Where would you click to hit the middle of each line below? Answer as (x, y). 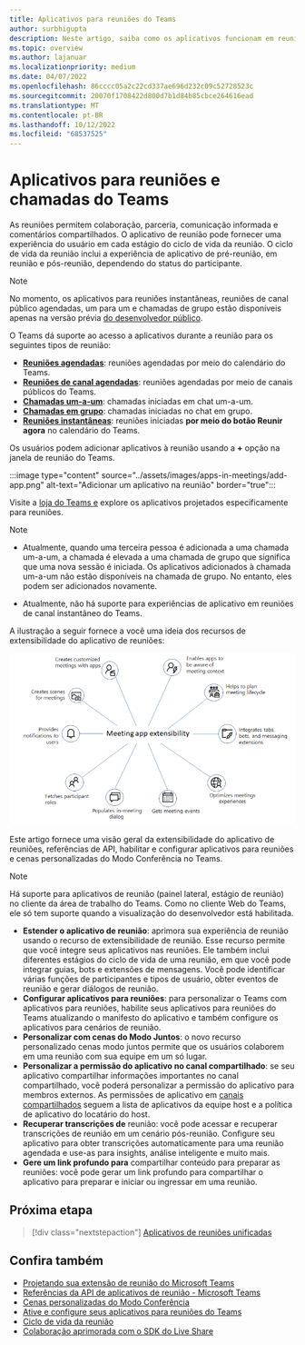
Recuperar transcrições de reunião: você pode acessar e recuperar (150, 1123)
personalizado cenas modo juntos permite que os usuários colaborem (153, 1046)
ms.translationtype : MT (54, 105)
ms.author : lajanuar (49, 58)
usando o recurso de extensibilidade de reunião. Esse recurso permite (154, 940)
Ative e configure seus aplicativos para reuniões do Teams (132, 1311)
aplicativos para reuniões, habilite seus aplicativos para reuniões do (149, 1008)
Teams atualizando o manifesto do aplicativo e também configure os (150, 1017)
